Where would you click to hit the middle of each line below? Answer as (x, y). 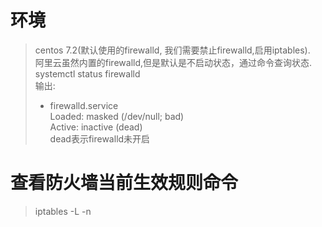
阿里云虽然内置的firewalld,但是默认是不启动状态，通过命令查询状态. (173, 62)
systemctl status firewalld (87, 73)
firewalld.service (84, 105)
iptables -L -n (63, 211)
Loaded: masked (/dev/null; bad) (117, 116)
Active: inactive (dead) (96, 127)
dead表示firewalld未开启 (100, 138)
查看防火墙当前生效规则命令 (124, 183)
